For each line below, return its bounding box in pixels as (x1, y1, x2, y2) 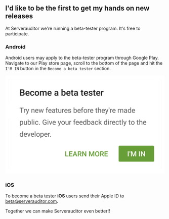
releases (5, 12, 33, 21)
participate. (5, 30, 29, 37)
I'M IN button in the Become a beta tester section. (5, 66, 111, 72)
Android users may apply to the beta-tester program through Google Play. (5, 55, 159, 61)
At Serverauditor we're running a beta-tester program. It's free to (5, 25, 141, 31)
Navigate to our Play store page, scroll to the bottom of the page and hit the (5, 60, 163, 66)
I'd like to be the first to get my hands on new (5, 4, 150, 13)
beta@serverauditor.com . (5, 198, 58, 204)
